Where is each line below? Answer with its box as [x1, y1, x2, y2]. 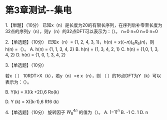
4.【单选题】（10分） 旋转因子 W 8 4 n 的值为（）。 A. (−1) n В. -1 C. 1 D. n [5, 108, 148, 116]
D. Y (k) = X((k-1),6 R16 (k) [5, 98, 59, 104]
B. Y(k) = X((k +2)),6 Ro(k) [5, 88, 59, 95]
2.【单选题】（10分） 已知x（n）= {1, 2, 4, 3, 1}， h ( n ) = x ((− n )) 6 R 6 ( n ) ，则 [5, 38, 154, 46]
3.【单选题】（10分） [5, 62, 46, 68]
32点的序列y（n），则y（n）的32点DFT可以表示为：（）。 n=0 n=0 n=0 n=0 [5, 28, 158, 34]
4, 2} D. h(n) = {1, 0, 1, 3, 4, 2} [5, 51, 66, 57]
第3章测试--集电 [5, 4, 72, 16]
